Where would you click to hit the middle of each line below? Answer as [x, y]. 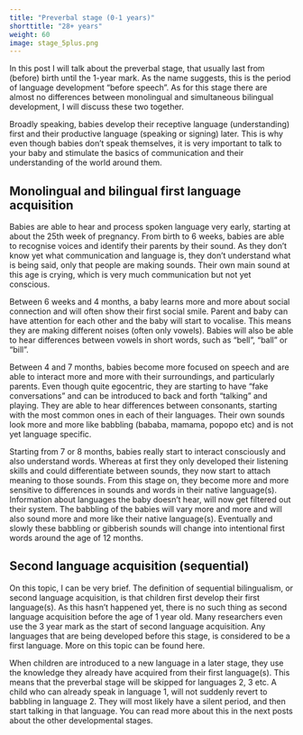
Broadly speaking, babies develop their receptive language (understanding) [150, 124]
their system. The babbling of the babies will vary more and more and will [146, 510]
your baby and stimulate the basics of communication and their [127, 153]
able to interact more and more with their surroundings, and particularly [142, 377]
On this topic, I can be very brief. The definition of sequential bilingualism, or [151, 588]
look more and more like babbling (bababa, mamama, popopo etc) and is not [151, 425]
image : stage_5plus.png [54, 43]
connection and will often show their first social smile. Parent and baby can [149, 311]
